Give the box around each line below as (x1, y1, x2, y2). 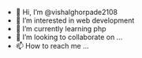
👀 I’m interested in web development (15, 16, 135, 25)
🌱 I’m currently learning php (15, 24, 106, 33)
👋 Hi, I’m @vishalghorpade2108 (15, 8, 118, 16)
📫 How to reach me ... (15, 42, 89, 50)
